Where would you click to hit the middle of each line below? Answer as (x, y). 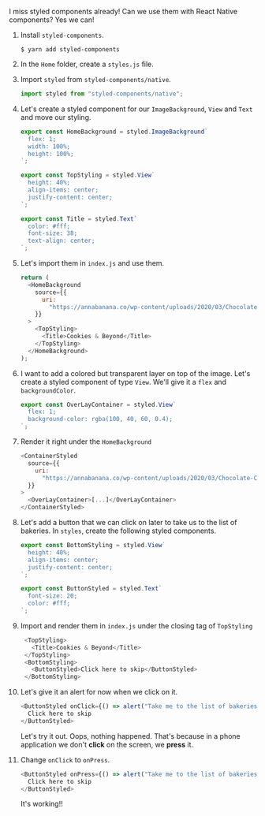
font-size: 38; (53, 233)
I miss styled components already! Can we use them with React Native (123, 11)
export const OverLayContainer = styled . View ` (98, 404)
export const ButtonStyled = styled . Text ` (91, 589)
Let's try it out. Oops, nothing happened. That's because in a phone (131, 736)
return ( (35, 278)
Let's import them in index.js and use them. (92, 263)
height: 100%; (51, 154)
